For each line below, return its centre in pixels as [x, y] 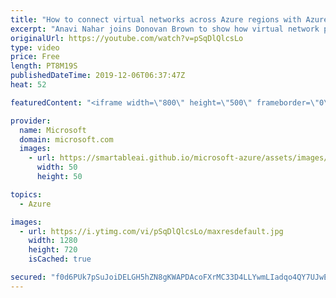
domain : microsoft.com [66, 139]
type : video [35, 47]
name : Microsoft [53, 130]
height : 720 [53, 250]
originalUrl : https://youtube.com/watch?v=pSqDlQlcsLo [127, 38]
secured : [28, 277]
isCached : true [60, 259]
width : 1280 [53, 241]
